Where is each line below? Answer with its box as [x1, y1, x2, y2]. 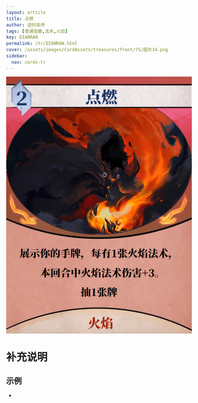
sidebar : [6, 53, 28, 59]
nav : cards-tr [11, 59, 46, 65]
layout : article [6, 9, 46, 15]
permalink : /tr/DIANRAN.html [6, 41, 78, 47]
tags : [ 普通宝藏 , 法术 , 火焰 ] [6, 28, 68, 34]
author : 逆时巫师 [6, 22, 45, 28]
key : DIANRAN [6, 34, 38, 41]
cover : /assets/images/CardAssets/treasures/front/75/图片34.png [6, 47, 169, 53]
